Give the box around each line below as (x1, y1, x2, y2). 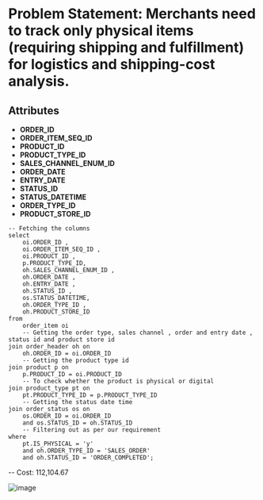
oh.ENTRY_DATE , (22, 280, 77, 288)
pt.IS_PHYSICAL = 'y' (22, 440, 93, 448)
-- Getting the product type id (22, 356, 129, 364)
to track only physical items (8, 21, 194, 40)
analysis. (8, 72, 70, 90)
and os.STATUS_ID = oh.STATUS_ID (22, 419, 133, 427)
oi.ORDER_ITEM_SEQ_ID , (22, 245, 101, 253)
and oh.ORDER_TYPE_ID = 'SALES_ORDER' (22, 447, 151, 455)
